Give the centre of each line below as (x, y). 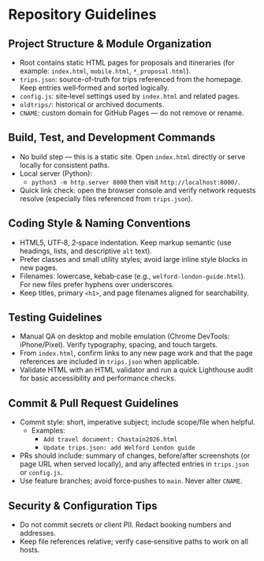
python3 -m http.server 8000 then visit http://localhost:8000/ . (136, 181)
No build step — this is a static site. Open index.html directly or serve (132, 156)
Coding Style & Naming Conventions (99, 224)
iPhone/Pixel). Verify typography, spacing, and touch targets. (119, 345)
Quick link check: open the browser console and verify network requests (138, 190)
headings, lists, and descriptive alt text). (86, 251)
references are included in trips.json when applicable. (109, 361)
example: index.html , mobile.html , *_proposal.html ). (105, 71)
